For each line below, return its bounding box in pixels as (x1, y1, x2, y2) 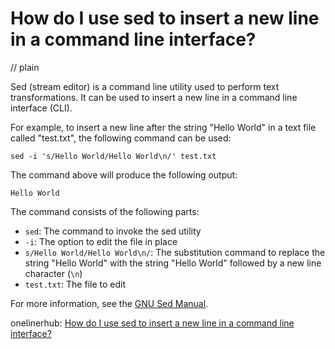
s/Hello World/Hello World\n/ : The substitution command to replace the (24, 246, 326, 258)
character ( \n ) (24, 267, 83, 279)
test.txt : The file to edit (24, 278, 127, 290)
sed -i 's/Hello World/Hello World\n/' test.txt (10, 151, 217, 161)
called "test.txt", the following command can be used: (10, 132, 232, 144)
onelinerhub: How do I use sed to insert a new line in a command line (10, 317, 295, 329)
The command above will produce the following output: (10, 168, 238, 181)
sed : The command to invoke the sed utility (24, 225, 202, 237)
